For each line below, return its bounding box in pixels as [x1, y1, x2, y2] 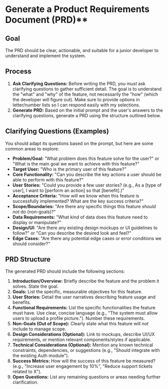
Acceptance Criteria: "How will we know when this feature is [12, 192, 139, 199]
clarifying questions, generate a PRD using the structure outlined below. [12, 112, 161, 118]
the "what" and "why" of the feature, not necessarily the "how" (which [12, 91, 158, 97]
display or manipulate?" [12, 219, 62, 225]
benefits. [12, 299, 31, 305]
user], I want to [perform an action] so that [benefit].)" [12, 187, 124, 193]
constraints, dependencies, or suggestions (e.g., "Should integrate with [12, 347, 160, 353]
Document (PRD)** [5, 14, 88, 26]
